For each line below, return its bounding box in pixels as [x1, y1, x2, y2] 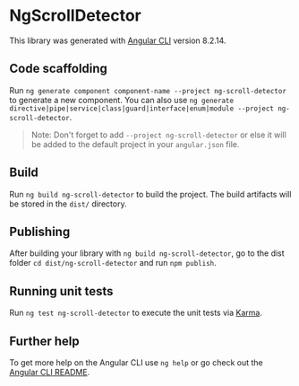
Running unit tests [9, 284, 114, 299]
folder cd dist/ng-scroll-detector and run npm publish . [9, 258, 217, 268]
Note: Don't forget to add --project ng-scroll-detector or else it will [30, 129, 286, 140]
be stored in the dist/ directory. [9, 198, 127, 209]
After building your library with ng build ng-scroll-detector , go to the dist [9, 248, 285, 259]
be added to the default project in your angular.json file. [30, 138, 240, 149]
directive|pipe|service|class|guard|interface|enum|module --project [9, 104, 275, 113]
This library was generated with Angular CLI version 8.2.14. [9, 35, 226, 46]
